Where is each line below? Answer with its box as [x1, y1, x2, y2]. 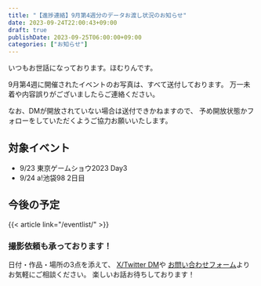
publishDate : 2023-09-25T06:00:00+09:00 [8, 33, 143, 42]
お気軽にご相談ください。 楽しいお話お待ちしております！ [8, 270, 195, 279]
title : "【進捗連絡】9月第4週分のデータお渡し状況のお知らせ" [8, 11, 187, 20]
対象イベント [8, 141, 71, 154]
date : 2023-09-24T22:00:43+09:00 [8, 19, 118, 27]
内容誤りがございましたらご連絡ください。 [21, 89, 159, 99]
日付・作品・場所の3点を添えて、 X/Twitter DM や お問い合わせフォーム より [8, 260, 251, 270]
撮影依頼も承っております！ [8, 241, 112, 252]
